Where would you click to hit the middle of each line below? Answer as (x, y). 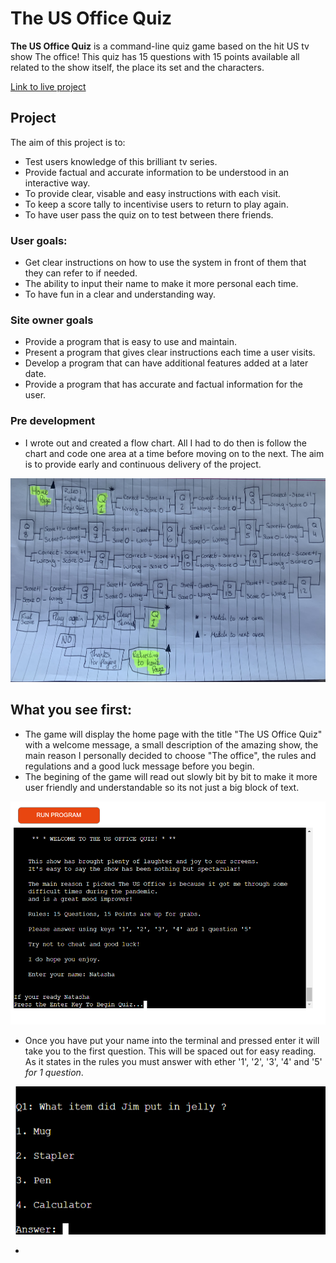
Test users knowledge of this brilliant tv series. (121, 161)
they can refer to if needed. (81, 273)
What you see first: (71, 710)
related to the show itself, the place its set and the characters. (137, 67)
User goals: (39, 240)
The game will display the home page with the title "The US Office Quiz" (173, 734)
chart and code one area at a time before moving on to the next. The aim (174, 453)
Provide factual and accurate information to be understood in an (157, 172)
